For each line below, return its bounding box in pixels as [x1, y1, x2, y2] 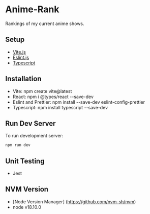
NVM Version [5, 185, 49, 194]
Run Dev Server [5, 119, 56, 128]
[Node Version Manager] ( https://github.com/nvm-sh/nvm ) [12, 198, 136, 205]
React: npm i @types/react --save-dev [12, 93, 94, 100]
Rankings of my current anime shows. [5, 20, 85, 27]
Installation [5, 75, 42, 83]
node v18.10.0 [12, 204, 42, 210]
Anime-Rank [5, 4, 59, 15]
